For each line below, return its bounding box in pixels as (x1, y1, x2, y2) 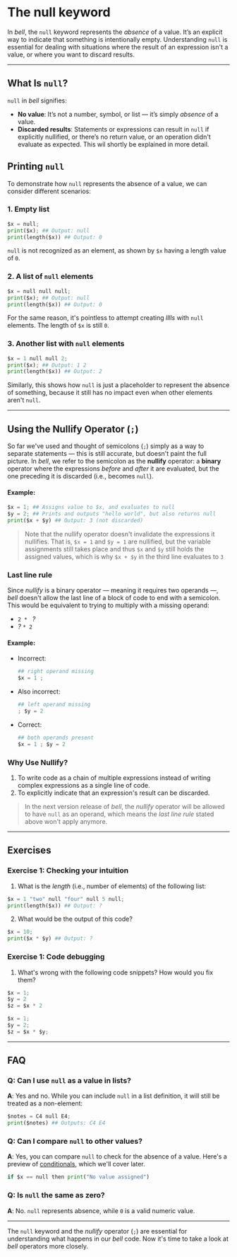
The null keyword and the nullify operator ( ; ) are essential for (7, 1227, 188, 1235)
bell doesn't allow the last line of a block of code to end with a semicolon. (7, 594, 221, 602)
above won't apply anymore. (24, 817, 108, 826)
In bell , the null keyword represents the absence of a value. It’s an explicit (7, 28, 223, 36)
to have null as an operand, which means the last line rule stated (24, 810, 214, 818)
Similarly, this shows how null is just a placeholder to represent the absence (7, 381, 230, 389)
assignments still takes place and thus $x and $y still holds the (24, 544, 205, 553)
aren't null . (7, 396, 41, 404)
